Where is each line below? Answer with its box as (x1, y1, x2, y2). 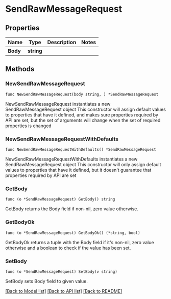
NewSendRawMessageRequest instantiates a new (5, 101, 111, 107)
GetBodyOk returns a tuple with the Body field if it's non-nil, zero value (5, 239, 154, 245)
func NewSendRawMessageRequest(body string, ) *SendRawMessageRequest (5, 92, 159, 97)
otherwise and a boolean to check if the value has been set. (5, 245, 131, 251)
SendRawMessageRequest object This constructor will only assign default (5, 161, 161, 167)
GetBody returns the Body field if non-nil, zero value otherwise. (5, 206, 139, 212)
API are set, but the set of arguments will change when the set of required (5, 117, 161, 123)
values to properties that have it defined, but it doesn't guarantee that (5, 167, 152, 173)
